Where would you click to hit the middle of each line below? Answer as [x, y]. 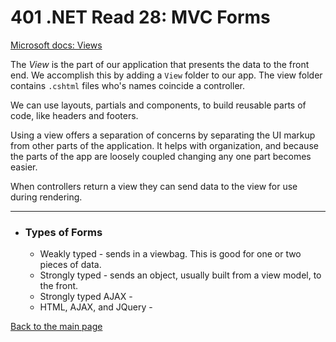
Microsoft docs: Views [56, 45]
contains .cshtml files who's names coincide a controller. [127, 85]
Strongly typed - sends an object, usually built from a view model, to [180, 275]
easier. [24, 167]
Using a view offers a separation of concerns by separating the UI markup [163, 135]
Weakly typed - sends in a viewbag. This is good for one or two [170, 254]
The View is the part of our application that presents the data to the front [160, 64]
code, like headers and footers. [74, 115]
